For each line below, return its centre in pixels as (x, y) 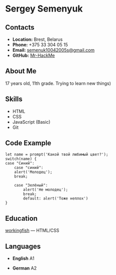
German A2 (24, 268)
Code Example (28, 143)
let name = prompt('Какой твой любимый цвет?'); (57, 155)
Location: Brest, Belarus (37, 39)
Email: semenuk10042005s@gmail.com (53, 50)
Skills (14, 99)
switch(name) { (21, 159)
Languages (23, 246)
